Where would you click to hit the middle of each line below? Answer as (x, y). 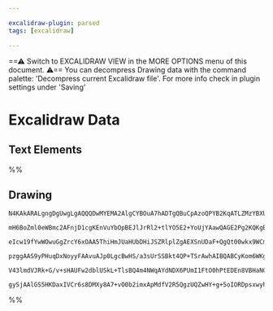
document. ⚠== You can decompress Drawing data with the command (127, 69)
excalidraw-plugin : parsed (54, 23)
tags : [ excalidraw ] (41, 31)
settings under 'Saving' (47, 87)
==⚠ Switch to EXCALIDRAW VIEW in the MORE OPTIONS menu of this (128, 61)
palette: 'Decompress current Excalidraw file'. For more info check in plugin (134, 78)
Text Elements (45, 150)
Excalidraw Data (64, 120)
